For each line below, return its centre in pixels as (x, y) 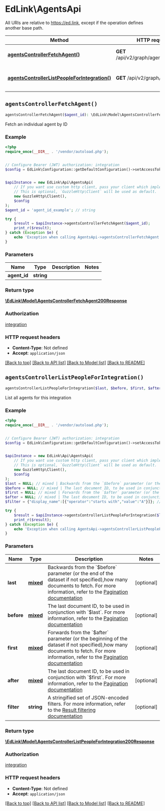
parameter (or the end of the (80, 573)
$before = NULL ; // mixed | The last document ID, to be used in (73, 488)
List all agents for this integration (38, 398)
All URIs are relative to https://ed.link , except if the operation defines (74, 23)
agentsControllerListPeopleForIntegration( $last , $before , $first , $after (83, 388)
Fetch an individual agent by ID (36, 124)
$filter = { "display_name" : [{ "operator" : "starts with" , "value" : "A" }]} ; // (83, 502)
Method (59, 40)
